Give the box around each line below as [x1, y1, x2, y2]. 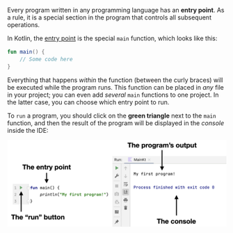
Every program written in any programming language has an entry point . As [7, 6, 225, 14]
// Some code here [19, 56, 73, 63]
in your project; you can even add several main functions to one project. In [7, 90, 219, 99]
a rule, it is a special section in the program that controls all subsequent [7, 13, 212, 22]
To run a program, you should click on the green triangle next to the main [7, 111, 217, 120]
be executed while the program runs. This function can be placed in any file [7, 83, 224, 91]
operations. [7, 21, 40, 29]
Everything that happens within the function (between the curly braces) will [7, 76, 223, 84]
